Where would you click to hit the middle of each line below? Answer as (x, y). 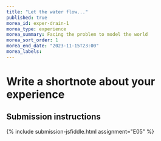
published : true (27, 18)
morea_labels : (24, 52)
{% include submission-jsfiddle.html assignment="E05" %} (80, 131)
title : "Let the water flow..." (47, 12)
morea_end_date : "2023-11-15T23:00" (53, 46)
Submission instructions (54, 117)
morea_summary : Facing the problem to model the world (77, 35)
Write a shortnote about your (81, 81)
